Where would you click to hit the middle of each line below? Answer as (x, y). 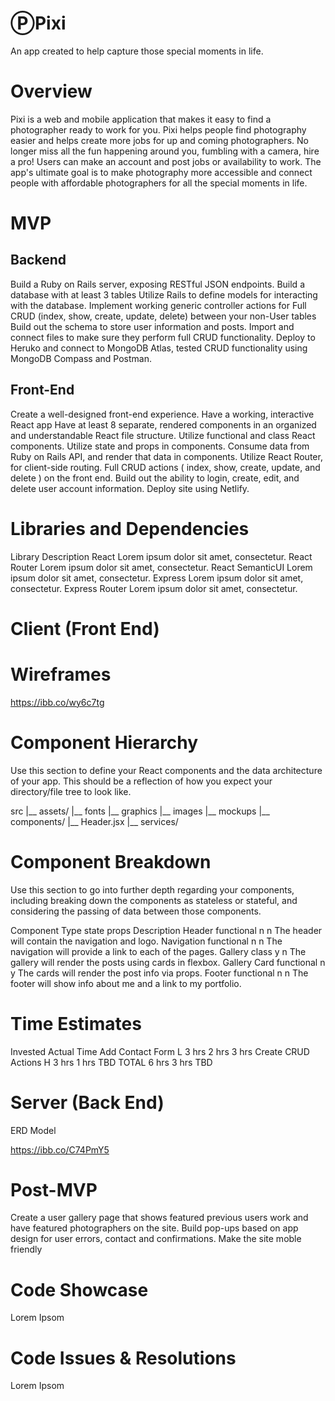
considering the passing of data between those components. (136, 911)
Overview (51, 91)
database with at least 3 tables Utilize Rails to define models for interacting (164, 294)
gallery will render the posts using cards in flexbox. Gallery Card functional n (168, 962)
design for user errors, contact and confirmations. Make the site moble (156, 1239)
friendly (26, 1249)
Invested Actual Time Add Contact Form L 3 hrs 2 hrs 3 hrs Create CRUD (160, 1051)
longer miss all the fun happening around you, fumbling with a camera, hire (165, 151)
